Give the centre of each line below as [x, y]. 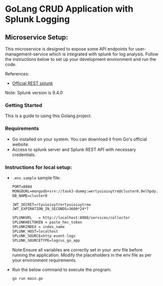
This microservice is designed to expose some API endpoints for [70, 49]
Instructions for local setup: [38, 167]
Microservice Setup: [37, 37]
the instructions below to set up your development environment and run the [81, 59]
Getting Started [24, 105]
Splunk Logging [37, 19]
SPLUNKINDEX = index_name [38, 227]
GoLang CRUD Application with [69, 9]
